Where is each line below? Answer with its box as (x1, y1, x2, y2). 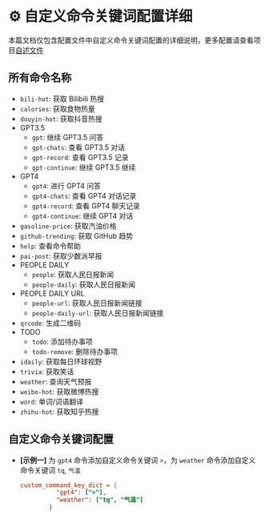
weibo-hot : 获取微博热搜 (19, 386, 99, 396)
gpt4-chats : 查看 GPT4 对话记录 (31, 191, 137, 200)
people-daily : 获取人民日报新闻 (31, 280, 136, 289)
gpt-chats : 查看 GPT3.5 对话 (31, 142, 126, 152)
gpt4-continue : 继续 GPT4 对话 (31, 211, 134, 220)
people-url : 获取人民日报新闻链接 (31, 298, 143, 308)
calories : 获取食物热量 (19, 103, 96, 113)
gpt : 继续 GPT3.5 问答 (31, 132, 104, 142)
